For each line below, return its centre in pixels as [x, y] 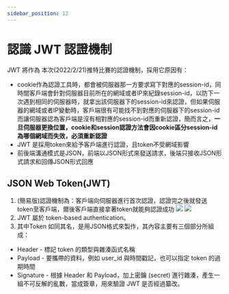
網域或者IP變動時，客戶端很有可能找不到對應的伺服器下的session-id [124, 110]
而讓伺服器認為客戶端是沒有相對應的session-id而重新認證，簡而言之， [116, 119]
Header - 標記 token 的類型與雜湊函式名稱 [76, 249]
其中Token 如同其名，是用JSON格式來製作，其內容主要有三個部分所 [112, 226]
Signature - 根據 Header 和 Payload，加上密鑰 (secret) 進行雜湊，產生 [115, 275]
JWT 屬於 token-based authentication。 [73, 218]
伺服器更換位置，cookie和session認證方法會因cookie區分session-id [120, 127]
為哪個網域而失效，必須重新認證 [62, 136]
